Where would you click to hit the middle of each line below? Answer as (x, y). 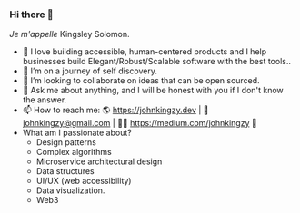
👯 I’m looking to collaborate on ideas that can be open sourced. (141, 81)
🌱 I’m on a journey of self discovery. (90, 71)
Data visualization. (70, 190)
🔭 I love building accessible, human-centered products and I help (145, 52)
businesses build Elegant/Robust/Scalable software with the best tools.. (156, 62)
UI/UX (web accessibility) (84, 181)
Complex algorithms (74, 152)
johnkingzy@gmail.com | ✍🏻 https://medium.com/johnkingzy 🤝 (140, 123)
